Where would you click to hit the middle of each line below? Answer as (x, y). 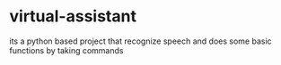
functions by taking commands (66, 50)
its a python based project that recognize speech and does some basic (140, 41)
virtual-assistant (73, 16)
